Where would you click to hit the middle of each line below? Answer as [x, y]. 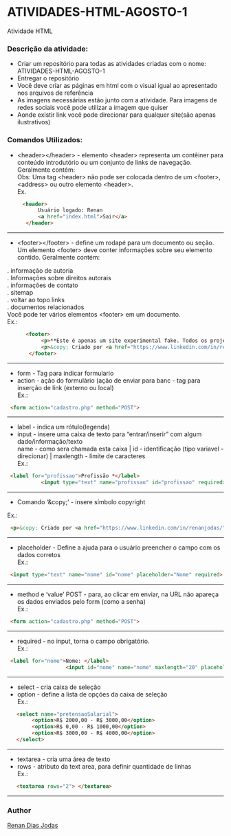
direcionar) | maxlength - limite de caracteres [81, 456]
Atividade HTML [30, 31]
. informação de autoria [40, 271]
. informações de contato [43, 285]
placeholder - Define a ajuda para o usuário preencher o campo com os [119, 547]
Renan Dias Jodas [33, 826]
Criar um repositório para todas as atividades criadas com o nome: [111, 64]
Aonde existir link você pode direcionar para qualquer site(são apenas [117, 115]
